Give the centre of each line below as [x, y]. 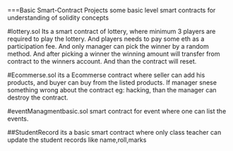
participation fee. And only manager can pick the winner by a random [108, 46]
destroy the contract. [38, 97]
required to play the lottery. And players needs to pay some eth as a [106, 39]
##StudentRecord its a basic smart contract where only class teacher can [114, 132]
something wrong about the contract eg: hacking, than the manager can [112, 90]
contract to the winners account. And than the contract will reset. [102, 61]
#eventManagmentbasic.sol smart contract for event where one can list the [117, 111]
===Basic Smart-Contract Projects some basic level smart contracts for [112, 10]
